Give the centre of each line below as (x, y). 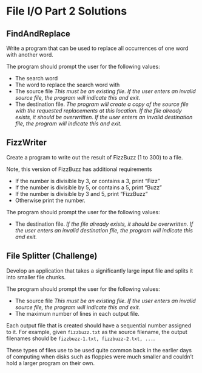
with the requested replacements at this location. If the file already (98, 110)
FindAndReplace (39, 34)
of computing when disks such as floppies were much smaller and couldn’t (100, 357)
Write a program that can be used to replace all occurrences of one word (97, 48)
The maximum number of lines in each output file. (77, 313)
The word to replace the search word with (67, 85)
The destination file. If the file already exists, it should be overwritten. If (104, 224)
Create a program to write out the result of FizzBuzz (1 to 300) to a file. (95, 157)
